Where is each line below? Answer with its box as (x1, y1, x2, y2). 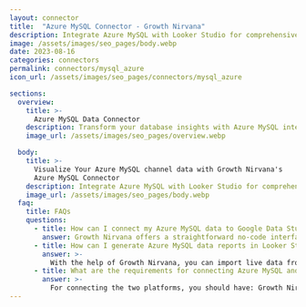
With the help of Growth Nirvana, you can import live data (49, 258, 283, 267)
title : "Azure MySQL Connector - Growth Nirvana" (9, 22, 206, 31)
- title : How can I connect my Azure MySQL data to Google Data (33, 224, 283, 233)
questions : (25, 216, 67, 225)
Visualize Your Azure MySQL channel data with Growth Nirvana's (33, 165, 283, 174)
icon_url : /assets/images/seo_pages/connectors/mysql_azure (9, 73, 243, 82)
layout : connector (9, 13, 79, 23)
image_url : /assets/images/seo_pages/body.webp (25, 190, 209, 200)
